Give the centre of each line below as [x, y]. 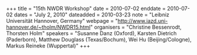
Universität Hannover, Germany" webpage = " [62, 21]
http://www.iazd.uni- [143, 21]
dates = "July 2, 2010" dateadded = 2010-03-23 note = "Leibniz [92, 15]
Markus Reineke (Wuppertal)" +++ [48, 46]
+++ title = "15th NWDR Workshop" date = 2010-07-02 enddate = [86, 8]
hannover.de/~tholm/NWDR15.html [48, 27]
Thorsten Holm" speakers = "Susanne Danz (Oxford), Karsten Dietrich [91, 33]
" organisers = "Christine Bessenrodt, [136, 27]
